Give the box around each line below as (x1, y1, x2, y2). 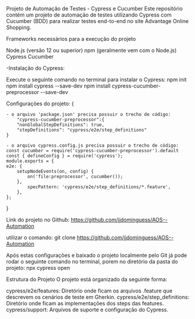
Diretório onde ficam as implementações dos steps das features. (6, 300, 164, 307)
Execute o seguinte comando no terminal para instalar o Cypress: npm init (6, 76, 187, 83)
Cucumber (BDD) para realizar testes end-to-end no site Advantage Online (6, 18, 189, 24)
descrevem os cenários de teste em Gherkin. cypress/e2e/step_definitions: (6, 294, 190, 301)
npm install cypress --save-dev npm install (6, 82, 111, 89)
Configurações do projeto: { (6, 100, 74, 107)
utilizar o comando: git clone (6, 234, 76, 241)
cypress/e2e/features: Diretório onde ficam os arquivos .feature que (6, 287, 173, 294)
